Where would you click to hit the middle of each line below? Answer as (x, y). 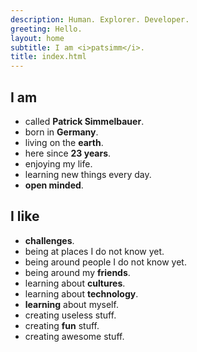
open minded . (54, 185)
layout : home (37, 38)
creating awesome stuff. (74, 336)
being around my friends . (77, 272)
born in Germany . (61, 132)
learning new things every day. (88, 174)
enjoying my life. (58, 163)
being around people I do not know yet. (105, 262)
